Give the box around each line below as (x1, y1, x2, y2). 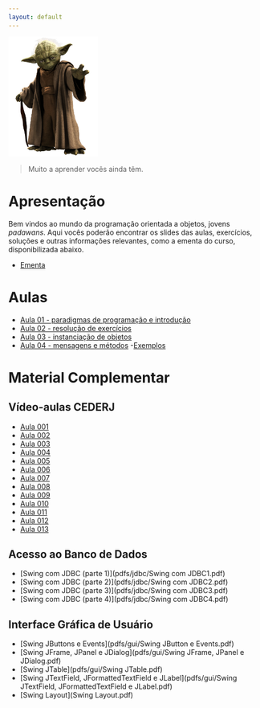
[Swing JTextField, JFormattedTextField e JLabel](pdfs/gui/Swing (19, 673, 238, 683)
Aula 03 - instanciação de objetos (19, 332, 132, 342)
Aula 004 (19, 447, 51, 457)
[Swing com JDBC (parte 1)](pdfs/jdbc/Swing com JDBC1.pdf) (19, 569, 226, 579)
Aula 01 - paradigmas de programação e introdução (19, 314, 191, 325)
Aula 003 (19, 439, 51, 448)
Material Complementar (8, 368, 170, 387)
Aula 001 (19, 422, 50, 432)
